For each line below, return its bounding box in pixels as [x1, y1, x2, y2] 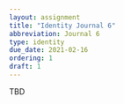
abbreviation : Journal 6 [9, 29, 100, 38]
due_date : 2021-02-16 [9, 46, 89, 55]
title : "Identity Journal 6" [9, 21, 116, 30]
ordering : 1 [9, 54, 53, 63]
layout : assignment [9, 12, 81, 22]
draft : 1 [9, 63, 41, 71]
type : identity [9, 37, 65, 47]
